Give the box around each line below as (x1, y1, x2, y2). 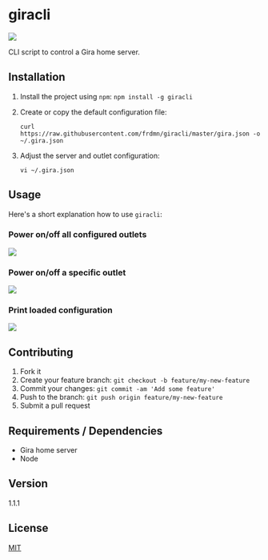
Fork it (19, 367, 42, 377)
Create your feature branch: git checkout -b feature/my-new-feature (19, 375, 250, 385)
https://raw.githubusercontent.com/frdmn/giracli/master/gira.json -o (19, 130, 261, 138)
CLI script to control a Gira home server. (8, 46, 140, 57)
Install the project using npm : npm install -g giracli (19, 91, 194, 101)
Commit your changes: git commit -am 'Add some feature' (19, 384, 216, 393)
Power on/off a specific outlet (8, 267, 126, 278)
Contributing (8, 345, 74, 359)
